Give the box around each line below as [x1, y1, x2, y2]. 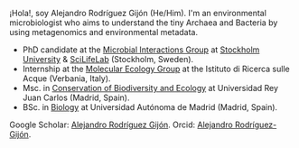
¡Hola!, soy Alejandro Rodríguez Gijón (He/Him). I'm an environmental [9, 8, 266, 18]
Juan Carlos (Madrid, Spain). [22, 92, 130, 103]
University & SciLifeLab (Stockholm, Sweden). [22, 54, 194, 64]
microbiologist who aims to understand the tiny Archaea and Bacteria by [9, 17, 278, 28]
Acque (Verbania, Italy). [22, 73, 111, 84]
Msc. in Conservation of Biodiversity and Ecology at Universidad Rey [22, 83, 278, 93]
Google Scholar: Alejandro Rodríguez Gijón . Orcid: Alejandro [9, 119, 233, 130]
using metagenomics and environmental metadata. [9, 27, 199, 37]
